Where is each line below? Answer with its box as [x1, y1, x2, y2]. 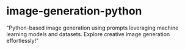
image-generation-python [6, 4, 142, 18]
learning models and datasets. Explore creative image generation [6, 30, 170, 37]
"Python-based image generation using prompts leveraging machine [6, 24, 179, 31]
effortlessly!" [6, 37, 39, 44]
